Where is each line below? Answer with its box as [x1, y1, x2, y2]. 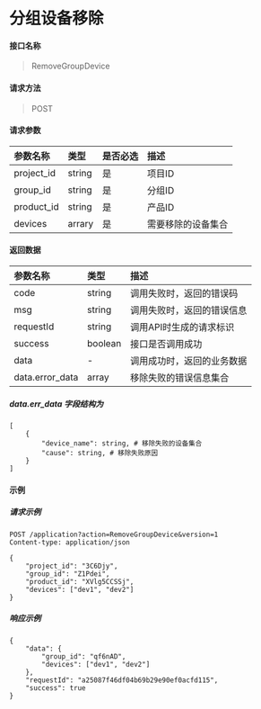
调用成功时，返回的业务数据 [129, 354, 248, 367]
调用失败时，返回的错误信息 [129, 304, 248, 316]
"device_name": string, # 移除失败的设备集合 [41, 438, 203, 448]
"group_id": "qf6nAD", [41, 651, 126, 661]
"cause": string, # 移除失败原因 [41, 448, 159, 457]
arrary [67, 217, 94, 229]
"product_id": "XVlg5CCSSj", [25, 577, 135, 586]
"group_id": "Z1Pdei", [25, 569, 110, 579]
